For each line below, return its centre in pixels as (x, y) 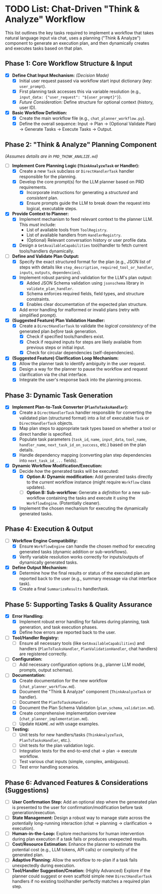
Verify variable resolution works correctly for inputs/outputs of (81, 557)
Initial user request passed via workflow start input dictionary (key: (86, 81)
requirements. (33, 187)
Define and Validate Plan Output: (46, 256)
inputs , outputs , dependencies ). (50, 272)
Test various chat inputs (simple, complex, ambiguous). (74, 762)
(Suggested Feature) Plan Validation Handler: (59, 320)
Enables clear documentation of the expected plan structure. (87, 304)
